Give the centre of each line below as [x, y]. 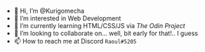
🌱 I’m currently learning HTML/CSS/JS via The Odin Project [99, 26]
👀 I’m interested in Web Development [67, 18]
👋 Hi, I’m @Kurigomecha [49, 11]
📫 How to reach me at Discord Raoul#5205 [75, 41]
